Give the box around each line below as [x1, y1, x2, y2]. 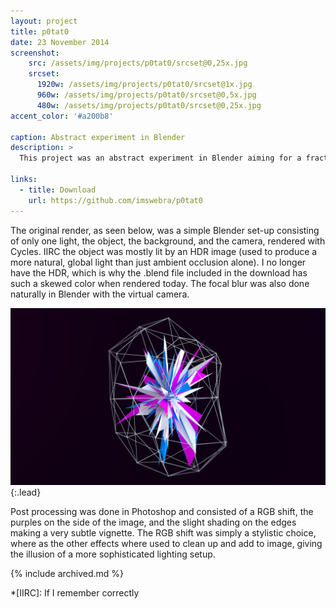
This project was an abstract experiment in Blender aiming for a [19, 153, 302, 164]
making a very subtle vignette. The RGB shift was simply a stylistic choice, [10, 527, 317, 539]
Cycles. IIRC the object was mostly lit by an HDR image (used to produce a [10, 245, 318, 257]
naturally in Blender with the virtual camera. [10, 288, 190, 300]
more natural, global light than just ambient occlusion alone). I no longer [10, 256, 307, 268]
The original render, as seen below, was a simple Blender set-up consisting [10, 224, 320, 236]
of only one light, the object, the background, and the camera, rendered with [10, 235, 326, 247]
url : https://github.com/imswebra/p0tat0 [28, 195, 203, 205]
